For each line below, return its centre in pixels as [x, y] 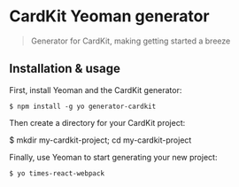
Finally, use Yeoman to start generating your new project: [113, 157]
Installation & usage [65, 69]
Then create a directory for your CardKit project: [97, 122]
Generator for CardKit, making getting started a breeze [131, 41]
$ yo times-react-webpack [57, 173]
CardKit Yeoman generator [109, 16]
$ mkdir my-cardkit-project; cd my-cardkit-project [100, 140]
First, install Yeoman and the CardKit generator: [96, 90]
